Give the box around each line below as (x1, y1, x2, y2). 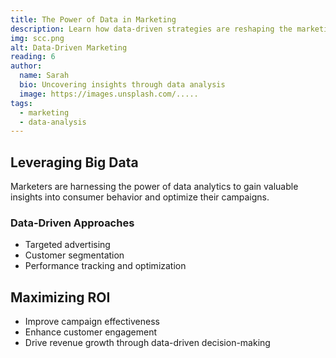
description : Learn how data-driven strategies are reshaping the (10, 24, 293, 34)
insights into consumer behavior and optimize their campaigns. (10, 191, 270, 203)
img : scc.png (10, 33, 65, 43)
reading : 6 (10, 52, 56, 62)
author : (10, 61, 43, 71)
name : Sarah (19, 71, 70, 81)
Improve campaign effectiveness (24, 316, 160, 328)
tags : (10, 98, 33, 108)
